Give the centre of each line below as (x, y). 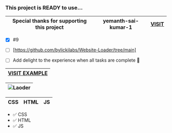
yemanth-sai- (121, 21)
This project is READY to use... (44, 8)
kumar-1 (121, 27)
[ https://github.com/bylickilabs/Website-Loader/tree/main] (74, 50)
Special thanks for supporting (49, 21)
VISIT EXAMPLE (28, 73)
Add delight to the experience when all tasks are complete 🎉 (76, 60)
